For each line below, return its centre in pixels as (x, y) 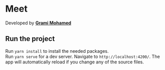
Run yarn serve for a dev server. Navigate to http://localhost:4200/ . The (82, 56)
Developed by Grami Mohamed (38, 23)
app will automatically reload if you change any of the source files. (75, 62)
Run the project (30, 39)
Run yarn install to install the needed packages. (57, 51)
